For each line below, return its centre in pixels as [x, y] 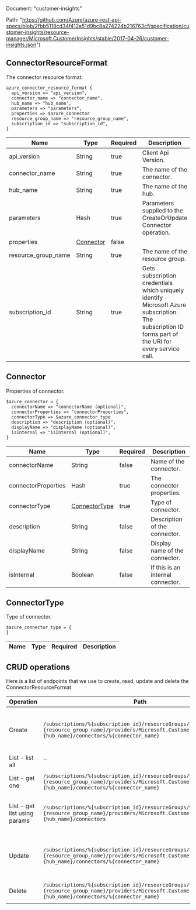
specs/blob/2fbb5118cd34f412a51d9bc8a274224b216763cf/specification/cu [98, 26]
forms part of [160, 334]
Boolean [83, 575]
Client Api [155, 153]
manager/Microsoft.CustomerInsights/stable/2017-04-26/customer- [87, 38]
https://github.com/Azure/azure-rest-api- [72, 20]
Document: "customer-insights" [44, 8]
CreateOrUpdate [165, 218]
